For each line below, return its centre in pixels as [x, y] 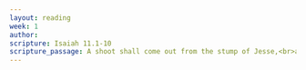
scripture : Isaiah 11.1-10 [61, 43]
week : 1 [24, 26]
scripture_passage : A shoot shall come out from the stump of [130, 52]
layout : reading [40, 18]
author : [24, 35]
